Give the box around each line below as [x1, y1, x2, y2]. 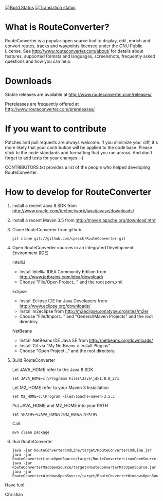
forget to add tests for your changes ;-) [5, 155, 84, 161]
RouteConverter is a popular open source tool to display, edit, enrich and [5, 37, 151, 43]
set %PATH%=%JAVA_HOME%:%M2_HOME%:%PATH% [12, 412, 97, 417]
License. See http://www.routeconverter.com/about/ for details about [5, 48, 144, 54]
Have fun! [5, 482, 25, 488]
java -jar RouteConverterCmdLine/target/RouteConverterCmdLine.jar [12, 448, 152, 453]
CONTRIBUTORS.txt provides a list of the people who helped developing [5, 164, 150, 170]
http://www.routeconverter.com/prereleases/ [5, 106, 95, 112]
